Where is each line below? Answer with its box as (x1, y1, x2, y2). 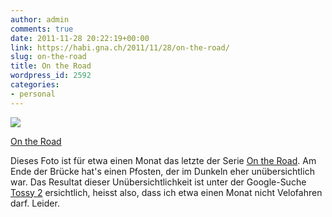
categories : (10, 80, 60, 90)
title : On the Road (10, 61, 92, 71)
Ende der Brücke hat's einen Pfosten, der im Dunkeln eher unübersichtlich (10, 165, 315, 177)
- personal (10, 89, 56, 99)
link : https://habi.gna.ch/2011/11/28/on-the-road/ (10, 42, 230, 53)
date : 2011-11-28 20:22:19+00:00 (10, 33, 150, 43)
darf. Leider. (10, 197, 60, 209)
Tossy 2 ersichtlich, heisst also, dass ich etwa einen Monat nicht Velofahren (10, 186, 323, 198)
